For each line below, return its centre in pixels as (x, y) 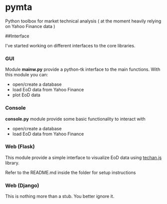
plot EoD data (26, 95)
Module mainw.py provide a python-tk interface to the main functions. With (83, 69)
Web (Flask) (20, 147)
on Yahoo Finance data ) (30, 26)
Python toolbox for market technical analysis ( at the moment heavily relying (83, 21)
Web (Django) (22, 185)
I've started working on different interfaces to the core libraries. (70, 45)
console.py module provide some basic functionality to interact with (75, 119)
